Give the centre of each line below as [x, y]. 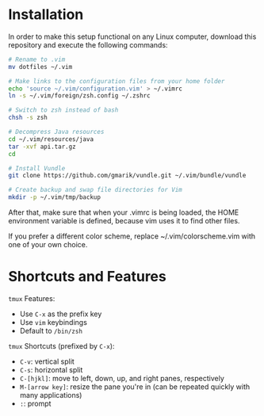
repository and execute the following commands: [88, 44]
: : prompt [35, 403]
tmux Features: [32, 298]
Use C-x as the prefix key [61, 314]
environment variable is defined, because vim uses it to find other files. [124, 221]
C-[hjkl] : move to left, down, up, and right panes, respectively [122, 378]
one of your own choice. [48, 245]
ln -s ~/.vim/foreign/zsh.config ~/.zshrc [79, 96]
